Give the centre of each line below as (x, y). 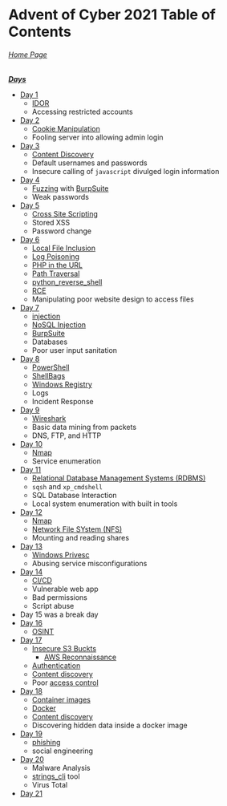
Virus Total (50, 785)
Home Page (28, 55)
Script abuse (53, 606)
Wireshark (49, 419)
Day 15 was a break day (59, 614)
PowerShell (51, 367)
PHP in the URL (57, 265)
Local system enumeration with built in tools (105, 504)
